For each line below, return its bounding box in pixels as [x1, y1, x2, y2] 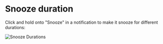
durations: [5, 24, 26, 30]
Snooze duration [5, 3, 74, 15]
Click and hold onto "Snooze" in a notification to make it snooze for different [5, 19, 158, 25]
